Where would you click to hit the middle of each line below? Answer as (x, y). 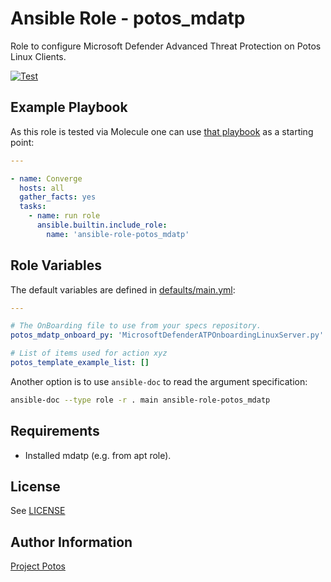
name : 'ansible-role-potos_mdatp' (118, 234)
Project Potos (38, 566)
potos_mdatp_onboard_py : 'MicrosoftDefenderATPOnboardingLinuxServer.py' (167, 335)
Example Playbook (69, 107)
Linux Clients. (38, 56)
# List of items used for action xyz (89, 353)
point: (22, 142)
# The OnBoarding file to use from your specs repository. (136, 326)
